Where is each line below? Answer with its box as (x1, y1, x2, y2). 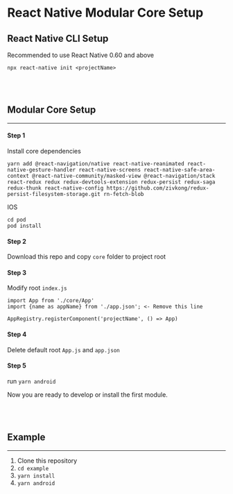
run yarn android (7, 377, 56, 385)
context (7, 172, 30, 180)
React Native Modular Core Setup (7, 5, 204, 21)
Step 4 (7, 330, 27, 338)
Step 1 (7, 131, 26, 140)
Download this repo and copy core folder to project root (7, 252, 166, 261)
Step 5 (7, 361, 26, 370)
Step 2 (7, 237, 26, 245)
